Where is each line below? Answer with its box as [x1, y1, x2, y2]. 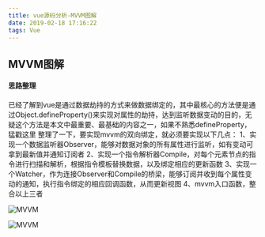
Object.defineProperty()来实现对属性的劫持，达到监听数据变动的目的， [14, 110, 245, 119]
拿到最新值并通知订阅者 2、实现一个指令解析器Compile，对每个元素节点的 [8, 149, 249, 159]
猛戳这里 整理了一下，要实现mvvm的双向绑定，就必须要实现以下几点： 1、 [8, 130, 250, 139]
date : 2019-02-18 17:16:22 [8, 19, 97, 27]
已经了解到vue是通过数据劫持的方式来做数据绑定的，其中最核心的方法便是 [8, 100, 249, 109]
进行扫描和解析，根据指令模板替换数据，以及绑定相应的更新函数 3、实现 [14, 159, 251, 168]
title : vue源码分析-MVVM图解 [8, 11, 97, 20]
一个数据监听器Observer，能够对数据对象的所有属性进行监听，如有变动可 [14, 139, 254, 149]
